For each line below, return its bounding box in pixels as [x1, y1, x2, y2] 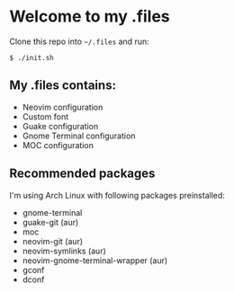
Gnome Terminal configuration [22, 130, 136, 141]
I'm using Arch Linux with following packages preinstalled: [9, 190, 225, 200]
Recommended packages [9, 166, 156, 181]
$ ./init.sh [9, 53, 54, 62]
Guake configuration [22, 120, 99, 131]
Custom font [22, 111, 69, 122]
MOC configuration [22, 139, 94, 150]
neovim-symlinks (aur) [22, 245, 106, 256]
